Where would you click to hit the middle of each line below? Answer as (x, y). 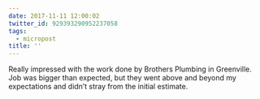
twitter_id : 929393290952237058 (63, 24)
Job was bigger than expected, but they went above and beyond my (123, 78)
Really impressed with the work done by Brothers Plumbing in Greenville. (130, 69)
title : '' (25, 46)
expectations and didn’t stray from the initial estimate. (98, 87)
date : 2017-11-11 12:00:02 (54, 16)
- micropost (36, 39)
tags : (17, 31)
